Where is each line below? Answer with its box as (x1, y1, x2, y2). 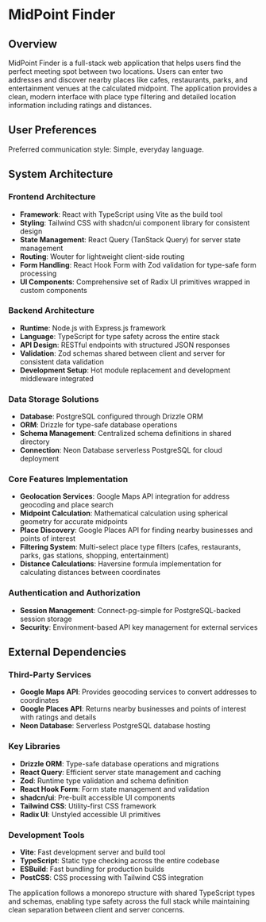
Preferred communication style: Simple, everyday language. (8, 145, 204, 154)
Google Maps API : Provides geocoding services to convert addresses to (19, 687, 257, 696)
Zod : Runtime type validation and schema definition (19, 776, 189, 785)
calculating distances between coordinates (19, 568, 161, 577)
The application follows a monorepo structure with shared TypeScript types (8, 888, 256, 897)
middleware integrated (19, 373, 94, 383)
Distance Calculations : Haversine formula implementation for (19, 559, 222, 569)
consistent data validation (19, 357, 105, 366)
